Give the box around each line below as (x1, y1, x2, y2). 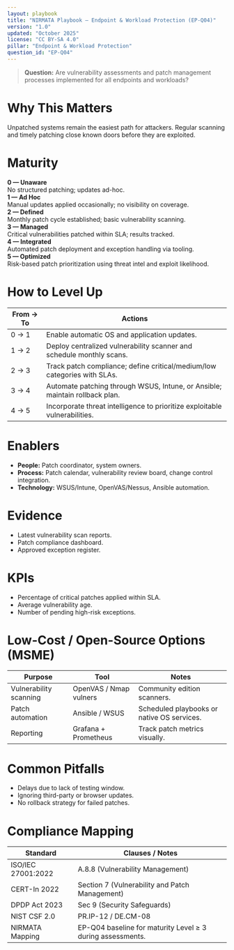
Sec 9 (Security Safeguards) (77, 900, 171, 910)
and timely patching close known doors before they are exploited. (7, 130, 196, 139)
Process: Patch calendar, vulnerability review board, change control (17, 468, 213, 476)
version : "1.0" (7, 23, 52, 30)
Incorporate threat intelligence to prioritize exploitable (46, 401, 222, 411)
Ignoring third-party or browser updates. (17, 791, 134, 799)
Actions (121, 313, 148, 323)
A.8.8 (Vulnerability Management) (77, 864, 189, 874)
